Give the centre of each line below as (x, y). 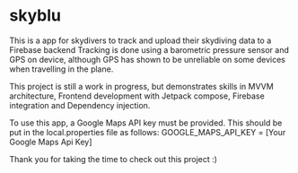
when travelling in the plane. (61, 69)
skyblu (35, 16)
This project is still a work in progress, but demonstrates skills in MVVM (141, 86)
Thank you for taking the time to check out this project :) (114, 159)
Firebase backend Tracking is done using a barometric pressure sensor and (149, 49)
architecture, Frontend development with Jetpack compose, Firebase (137, 96)
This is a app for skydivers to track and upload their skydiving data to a (140, 40)
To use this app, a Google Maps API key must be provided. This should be (146, 123)
